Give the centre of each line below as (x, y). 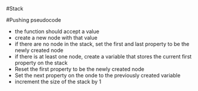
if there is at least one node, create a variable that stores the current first (103, 56)
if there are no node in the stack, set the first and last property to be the (102, 44)
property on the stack (41, 63)
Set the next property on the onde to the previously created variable (98, 75)
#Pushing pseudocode (34, 20)
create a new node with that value (56, 38)
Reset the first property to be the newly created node (79, 69)
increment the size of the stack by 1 (58, 82)
